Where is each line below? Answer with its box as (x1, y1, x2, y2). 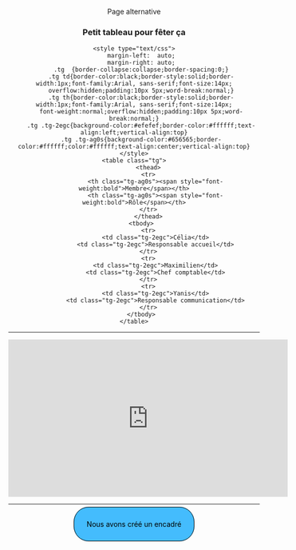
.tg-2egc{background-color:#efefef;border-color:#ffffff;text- (41, 122, 256, 130)
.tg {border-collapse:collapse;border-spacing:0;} (53, 66, 229, 74)
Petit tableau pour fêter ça (82, 26, 186, 38)
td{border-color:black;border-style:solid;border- (62, 73, 235, 81)
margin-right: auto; (107, 59, 176, 67)
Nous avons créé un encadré (86, 520, 182, 529)
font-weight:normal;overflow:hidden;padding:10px (39, 108, 207, 116)
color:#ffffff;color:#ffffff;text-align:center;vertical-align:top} (18, 143, 251, 151)
